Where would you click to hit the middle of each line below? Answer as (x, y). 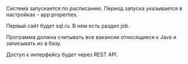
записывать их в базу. (34, 43)
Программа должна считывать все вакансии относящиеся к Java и (91, 37)
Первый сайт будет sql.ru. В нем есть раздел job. (68, 26)
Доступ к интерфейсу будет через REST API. (62, 54)
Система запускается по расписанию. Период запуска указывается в (94, 8)
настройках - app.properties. (42, 15)
